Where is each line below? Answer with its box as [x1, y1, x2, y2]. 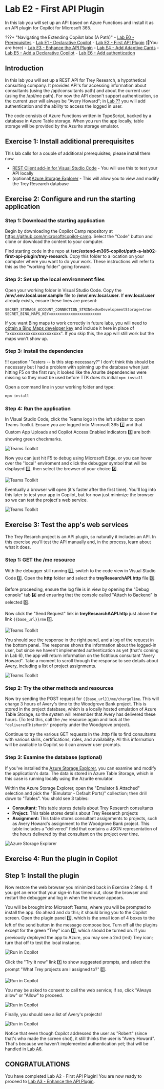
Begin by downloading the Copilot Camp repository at [5, 228, 113, 234]
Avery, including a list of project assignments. [5, 663, 97, 669]
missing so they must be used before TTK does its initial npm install [5, 374, 143, 380]
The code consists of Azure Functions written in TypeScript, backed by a [5, 113, 152, 119]
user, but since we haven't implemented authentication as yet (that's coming [5, 648, 159, 653]
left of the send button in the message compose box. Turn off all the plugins [5, 922, 158, 928]
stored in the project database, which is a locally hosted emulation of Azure [5, 706, 157, 712]
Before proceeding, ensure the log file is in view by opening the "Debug [5, 586, 149, 592]
